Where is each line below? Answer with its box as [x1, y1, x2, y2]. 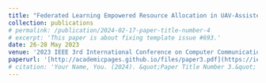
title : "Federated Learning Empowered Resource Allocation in [8, 11, 218, 20]
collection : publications [8, 19, 93, 27]
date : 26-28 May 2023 [8, 41, 80, 49]
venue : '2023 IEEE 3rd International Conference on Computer [8, 48, 215, 56]
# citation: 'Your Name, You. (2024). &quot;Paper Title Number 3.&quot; [8, 63, 257, 71]
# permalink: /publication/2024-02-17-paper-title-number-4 [8, 26, 211, 34]
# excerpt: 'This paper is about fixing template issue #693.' [8, 33, 222, 42]
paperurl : [8, 56, 41, 64]
